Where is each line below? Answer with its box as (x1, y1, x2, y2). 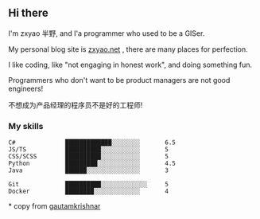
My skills (8, 120, 44, 131)
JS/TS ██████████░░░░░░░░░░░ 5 (8, 146, 169, 154)
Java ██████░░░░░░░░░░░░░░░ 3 (8, 166, 169, 174)
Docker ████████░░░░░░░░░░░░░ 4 (8, 187, 169, 196)
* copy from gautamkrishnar (8, 201, 101, 211)
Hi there (8, 6, 49, 20)
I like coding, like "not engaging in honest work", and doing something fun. (8, 60, 253, 69)
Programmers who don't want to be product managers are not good (8, 75, 231, 84)
